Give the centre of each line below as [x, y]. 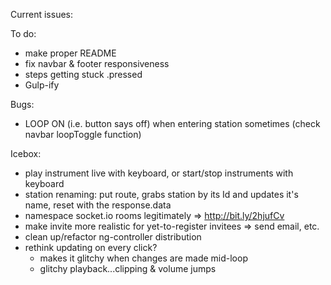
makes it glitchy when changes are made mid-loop [143, 258]
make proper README [70, 53]
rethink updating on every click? [91, 247]
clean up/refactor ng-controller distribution [113, 237]
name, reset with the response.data [98, 205]
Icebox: [26, 153]
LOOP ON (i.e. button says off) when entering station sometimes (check [172, 123]
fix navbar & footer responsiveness [97, 63]
